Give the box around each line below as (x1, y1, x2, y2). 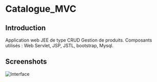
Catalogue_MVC (5, 3, 77, 15)
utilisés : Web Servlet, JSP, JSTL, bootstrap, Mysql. (5, 43, 114, 49)
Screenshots (5, 57, 47, 66)
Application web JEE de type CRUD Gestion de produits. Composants (5, 37, 152, 43)
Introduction (5, 24, 46, 32)
